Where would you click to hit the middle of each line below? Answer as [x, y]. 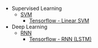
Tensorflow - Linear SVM [59, 21]
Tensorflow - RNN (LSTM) [60, 39]
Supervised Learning [37, 8]
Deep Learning [29, 27]
